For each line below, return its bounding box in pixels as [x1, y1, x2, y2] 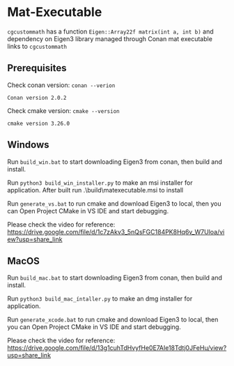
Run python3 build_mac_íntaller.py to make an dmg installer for [7, 294, 193, 303]
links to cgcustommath [7, 42, 68, 50]
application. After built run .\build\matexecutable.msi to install [7, 185, 183, 194]
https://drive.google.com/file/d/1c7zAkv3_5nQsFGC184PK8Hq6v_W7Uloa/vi [7, 227, 225, 236]
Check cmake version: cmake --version [7, 106, 120, 115]
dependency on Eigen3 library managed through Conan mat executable [7, 34, 212, 43]
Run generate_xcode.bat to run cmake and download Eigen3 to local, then [7, 315, 219, 324]
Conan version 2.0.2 [7, 94, 68, 101]
